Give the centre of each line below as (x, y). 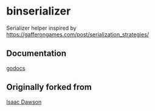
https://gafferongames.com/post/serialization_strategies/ (78, 34)
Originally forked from (49, 87)
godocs (16, 68)
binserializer (39, 11)
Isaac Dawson (24, 102)
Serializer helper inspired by (42, 28)
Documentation (36, 54)
